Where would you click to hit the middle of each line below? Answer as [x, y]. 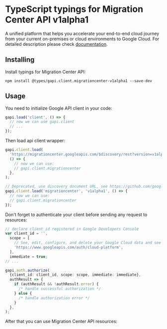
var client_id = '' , [27, 233]
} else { [23, 293]
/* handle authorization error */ [54, 298]
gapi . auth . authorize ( [28, 270]
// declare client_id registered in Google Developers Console [72, 229]
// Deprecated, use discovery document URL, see [56, 187]
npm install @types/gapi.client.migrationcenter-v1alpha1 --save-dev [79, 81]
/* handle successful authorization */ [59, 289]
